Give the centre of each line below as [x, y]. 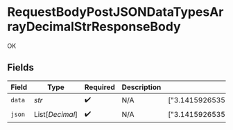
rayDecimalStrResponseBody [94, 27]
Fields [21, 67]
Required [100, 87]
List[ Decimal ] [56, 115]
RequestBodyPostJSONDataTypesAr [115, 12]
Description [141, 87]
